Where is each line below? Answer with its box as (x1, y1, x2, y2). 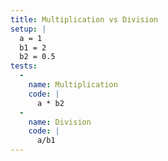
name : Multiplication (28, 80, 118, 90)
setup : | (10, 24, 47, 34)
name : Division (28, 117, 92, 127)
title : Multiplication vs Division (10, 14, 159, 25)
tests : (10, 61, 38, 71)
